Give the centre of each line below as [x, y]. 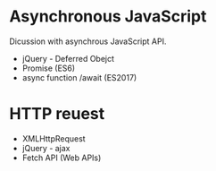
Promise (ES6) [49, 68]
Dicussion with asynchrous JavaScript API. [88, 41]
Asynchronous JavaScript [108, 17]
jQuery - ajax [46, 148]
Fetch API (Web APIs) [62, 158]
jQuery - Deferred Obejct [68, 58]
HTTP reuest [57, 114]
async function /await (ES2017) [79, 77]
